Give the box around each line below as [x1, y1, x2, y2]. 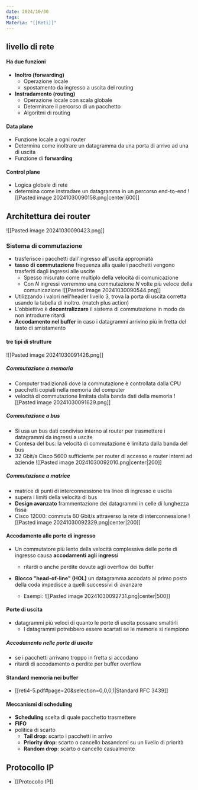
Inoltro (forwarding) [14, 71, 65, 78]
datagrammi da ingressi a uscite [14, 433, 93, 440]
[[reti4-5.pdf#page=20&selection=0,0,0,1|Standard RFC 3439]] [14, 687, 168, 694]
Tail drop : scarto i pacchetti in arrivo [23, 733, 112, 740]
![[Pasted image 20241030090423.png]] [6, 227, 105, 234]
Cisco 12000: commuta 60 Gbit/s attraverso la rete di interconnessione [14, 512, 187, 519]
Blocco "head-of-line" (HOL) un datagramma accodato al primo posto [14, 574, 187, 581]
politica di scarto [14, 727, 56, 734]
